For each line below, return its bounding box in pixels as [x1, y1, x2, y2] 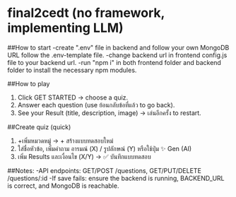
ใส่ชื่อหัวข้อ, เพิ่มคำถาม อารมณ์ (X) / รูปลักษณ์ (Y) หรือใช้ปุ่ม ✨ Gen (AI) [17, 144, 192, 153]
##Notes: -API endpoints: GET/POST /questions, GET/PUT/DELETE [7, 166, 201, 174]
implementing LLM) [7, 20, 124, 36]
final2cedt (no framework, [7, 5, 165, 21]
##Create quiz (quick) [7, 122, 71, 131]
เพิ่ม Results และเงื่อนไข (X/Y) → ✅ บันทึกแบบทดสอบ [17, 152, 152, 160]
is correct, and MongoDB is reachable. [7, 181, 119, 190]
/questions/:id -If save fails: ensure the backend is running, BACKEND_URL [7, 174, 225, 182]
